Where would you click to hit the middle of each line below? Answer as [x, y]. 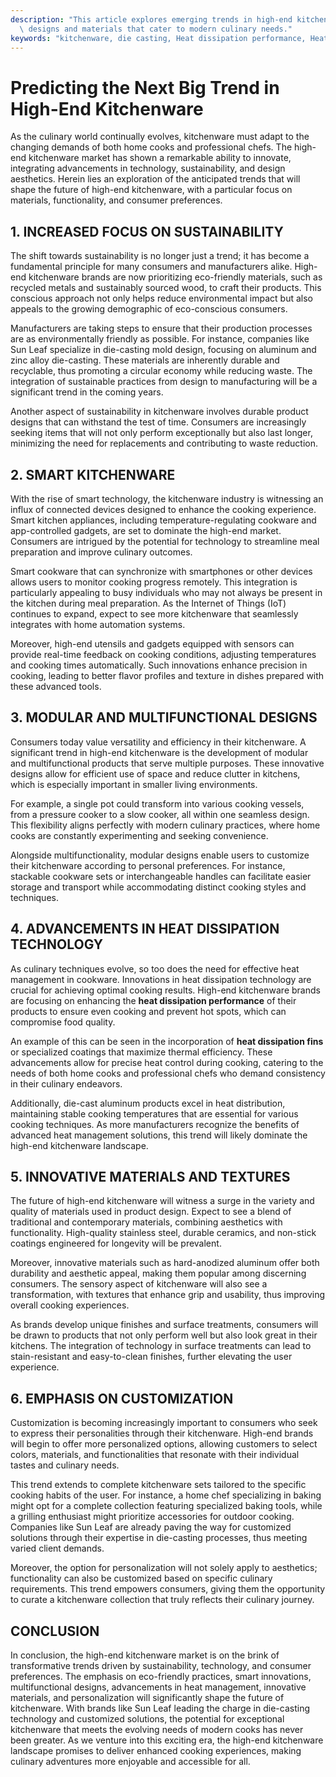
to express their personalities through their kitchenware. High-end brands [162, 1433]
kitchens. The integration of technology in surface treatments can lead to [161, 1346]
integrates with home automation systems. [98, 624]
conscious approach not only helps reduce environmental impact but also [161, 298]
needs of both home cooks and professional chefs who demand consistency [168, 1073]
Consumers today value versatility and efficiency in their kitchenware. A [158, 742]
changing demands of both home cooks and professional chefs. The [151, 147]
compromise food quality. [63, 1022]
